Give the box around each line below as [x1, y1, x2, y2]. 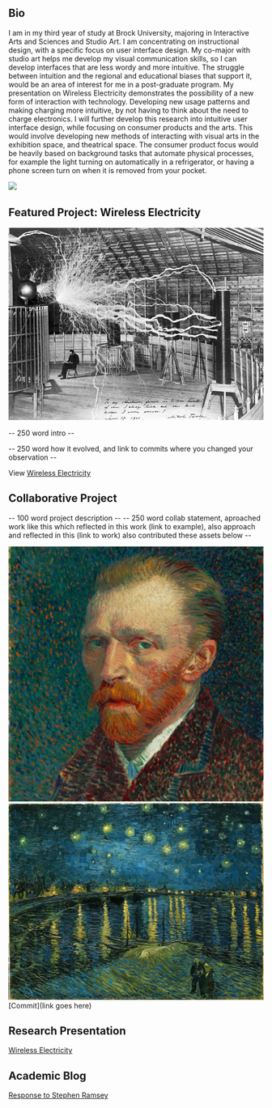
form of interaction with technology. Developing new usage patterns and [8, 96, 250, 106]
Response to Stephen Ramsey [8, 1090, 108, 1100]
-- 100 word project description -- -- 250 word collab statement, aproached [8, 513, 261, 523]
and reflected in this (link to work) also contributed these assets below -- [8, 530, 252, 540]
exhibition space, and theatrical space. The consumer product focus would [8, 139, 259, 149]
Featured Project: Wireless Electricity [8, 206, 201, 219]
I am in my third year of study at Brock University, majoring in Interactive [8, 28, 249, 37]
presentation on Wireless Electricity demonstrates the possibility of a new [8, 88, 254, 98]
